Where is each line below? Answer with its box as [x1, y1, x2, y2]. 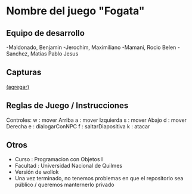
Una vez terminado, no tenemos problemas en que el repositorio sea [14, 175, 184, 182]
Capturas [6, 67, 42, 78]
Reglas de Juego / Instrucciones [6, 100, 129, 111]
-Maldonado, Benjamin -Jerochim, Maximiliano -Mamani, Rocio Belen [6, 44, 176, 51]
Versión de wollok [14, 168, 59, 175]
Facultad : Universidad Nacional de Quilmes [14, 162, 123, 170]
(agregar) [6, 83, 30, 90]
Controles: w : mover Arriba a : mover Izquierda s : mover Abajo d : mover [6, 116, 187, 124]
